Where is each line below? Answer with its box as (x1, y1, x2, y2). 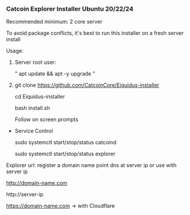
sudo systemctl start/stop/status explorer (14, 150, 116, 158)
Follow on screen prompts (14, 116, 79, 123)
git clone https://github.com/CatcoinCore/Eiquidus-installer (14, 82, 160, 89)
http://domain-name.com (6, 180, 67, 187)
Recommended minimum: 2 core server (6, 18, 102, 25)
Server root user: (14, 58, 56, 66)
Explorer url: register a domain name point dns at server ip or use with (6, 162, 176, 169)
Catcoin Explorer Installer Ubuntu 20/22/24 (6, 5, 134, 13)
